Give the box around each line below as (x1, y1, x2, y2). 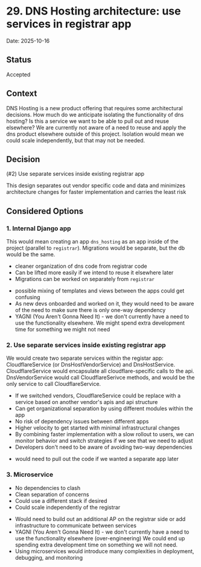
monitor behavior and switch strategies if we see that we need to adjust (14, 437, 193, 445)
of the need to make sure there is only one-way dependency (14, 307, 166, 314)
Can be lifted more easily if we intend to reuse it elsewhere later (14, 269, 174, 276)
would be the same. (6, 251, 56, 258)
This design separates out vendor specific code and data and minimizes (6, 182, 186, 189)
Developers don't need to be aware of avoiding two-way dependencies (14, 443, 193, 451)
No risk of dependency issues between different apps (14, 418, 149, 425)
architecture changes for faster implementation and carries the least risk (6, 188, 187, 196)
